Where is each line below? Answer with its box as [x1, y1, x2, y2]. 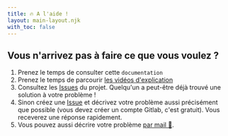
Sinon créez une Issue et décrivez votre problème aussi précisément [17, 98, 218, 106]
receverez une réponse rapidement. [17, 113, 122, 122]
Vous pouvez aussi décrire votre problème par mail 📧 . [17, 120, 175, 129]
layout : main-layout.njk [7, 17, 81, 24]
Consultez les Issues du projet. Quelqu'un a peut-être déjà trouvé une [17, 83, 222, 92]
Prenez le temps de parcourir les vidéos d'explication [17, 75, 173, 85]
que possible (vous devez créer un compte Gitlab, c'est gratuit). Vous [17, 106, 220, 114]
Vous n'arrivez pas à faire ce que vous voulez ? [7, 49, 220, 61]
